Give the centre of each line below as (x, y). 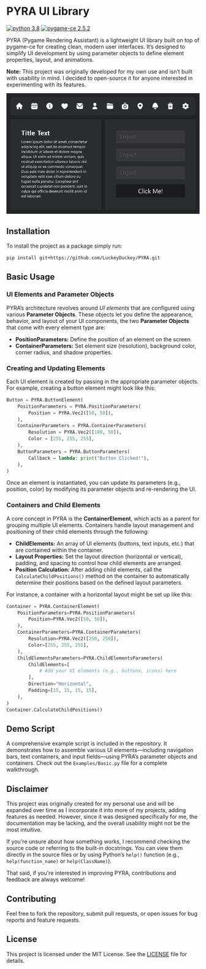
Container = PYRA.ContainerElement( (53, 606)
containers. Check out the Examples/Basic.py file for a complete (87, 763)
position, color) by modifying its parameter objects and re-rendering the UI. (101, 489)
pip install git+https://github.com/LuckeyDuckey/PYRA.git (83, 258)
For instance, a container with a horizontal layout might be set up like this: (99, 594)
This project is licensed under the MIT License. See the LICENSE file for (97, 954)
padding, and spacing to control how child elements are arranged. (98, 563)
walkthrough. (23, 770)
